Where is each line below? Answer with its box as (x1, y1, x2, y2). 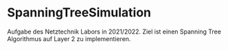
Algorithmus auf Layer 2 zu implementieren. (7, 34, 131, 42)
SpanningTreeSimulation (7, 5, 152, 21)
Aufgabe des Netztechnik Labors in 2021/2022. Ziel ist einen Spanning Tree (7, 27, 222, 36)
